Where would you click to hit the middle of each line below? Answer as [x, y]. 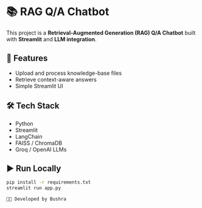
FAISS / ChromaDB [39, 143]
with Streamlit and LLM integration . [51, 39]
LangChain [29, 136]
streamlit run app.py [34, 188]
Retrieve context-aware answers [56, 79]
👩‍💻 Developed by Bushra [37, 199]
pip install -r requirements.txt [49, 182]
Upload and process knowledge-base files [68, 73]
